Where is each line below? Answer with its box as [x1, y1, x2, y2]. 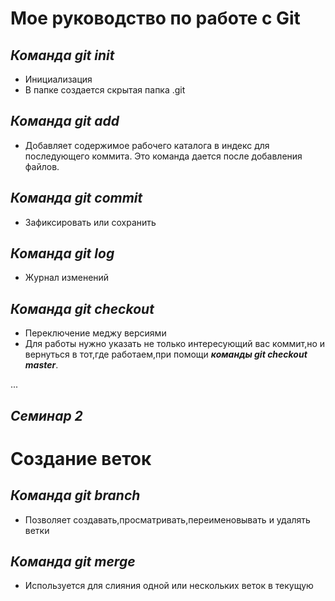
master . [24, 359, 59, 371]
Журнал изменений [24, 272, 110, 284]
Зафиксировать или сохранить [24, 216, 157, 228]
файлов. [24, 160, 60, 172]
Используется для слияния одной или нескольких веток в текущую [24, 580, 314, 592]
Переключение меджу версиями [24, 327, 167, 339]
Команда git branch [10, 487, 141, 504]
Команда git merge [10, 553, 136, 571]
